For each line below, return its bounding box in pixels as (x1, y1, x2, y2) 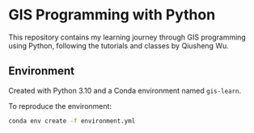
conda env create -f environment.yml (8, 117, 136, 125)
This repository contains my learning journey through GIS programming (8, 32, 247, 42)
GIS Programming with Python (8, 6, 216, 24)
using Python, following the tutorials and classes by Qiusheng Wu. (8, 40, 229, 50)
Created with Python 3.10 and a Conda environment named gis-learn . (8, 85, 241, 95)
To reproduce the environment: (8, 101, 112, 110)
